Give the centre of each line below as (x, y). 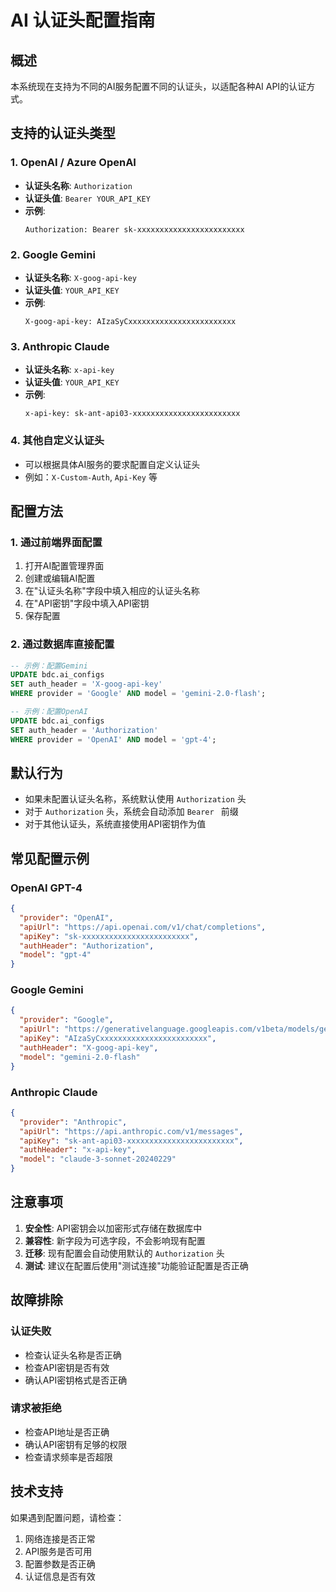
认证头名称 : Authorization (78, 185)
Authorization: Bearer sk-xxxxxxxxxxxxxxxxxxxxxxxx (134, 229)
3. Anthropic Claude (60, 346)
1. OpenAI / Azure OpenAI (73, 163)
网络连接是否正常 (60, 1538)
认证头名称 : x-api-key (69, 370)
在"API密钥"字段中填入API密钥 (87, 603)
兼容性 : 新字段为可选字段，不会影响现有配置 (115, 1240)
